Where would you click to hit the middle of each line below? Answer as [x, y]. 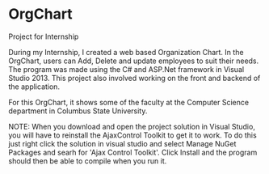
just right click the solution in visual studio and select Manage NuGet [122, 143]
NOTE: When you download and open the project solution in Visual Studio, [132, 126]
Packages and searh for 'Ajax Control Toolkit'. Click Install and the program [133, 152]
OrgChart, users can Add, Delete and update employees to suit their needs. [134, 61]
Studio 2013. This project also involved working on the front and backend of [134, 78]
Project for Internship [44, 36]
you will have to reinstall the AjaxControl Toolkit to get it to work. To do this [132, 135]
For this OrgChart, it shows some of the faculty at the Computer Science [128, 102]
